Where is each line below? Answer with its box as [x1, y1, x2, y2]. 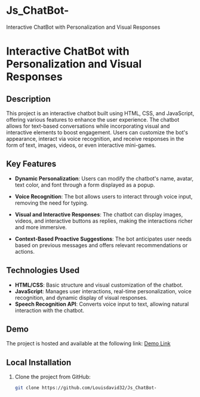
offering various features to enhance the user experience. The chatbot [6, 116, 180, 123]
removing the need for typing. [14, 199, 88, 206]
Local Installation [6, 357, 72, 368]
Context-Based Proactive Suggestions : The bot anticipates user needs [14, 235, 192, 242]
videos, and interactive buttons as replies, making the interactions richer [14, 217, 193, 224]
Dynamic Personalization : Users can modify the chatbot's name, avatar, [14, 175, 194, 182]
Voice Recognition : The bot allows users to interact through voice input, [14, 193, 193, 200]
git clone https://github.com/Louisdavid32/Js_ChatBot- [14, 385, 157, 391]
